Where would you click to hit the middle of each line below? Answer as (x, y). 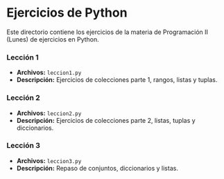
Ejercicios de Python (67, 13)
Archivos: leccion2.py (49, 113)
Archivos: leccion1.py (49, 73)
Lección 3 (24, 146)
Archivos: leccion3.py (49, 160)
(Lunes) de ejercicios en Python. (53, 39)
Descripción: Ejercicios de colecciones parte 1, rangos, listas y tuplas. (117, 80)
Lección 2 (24, 98)
